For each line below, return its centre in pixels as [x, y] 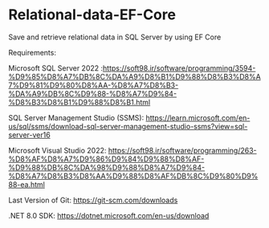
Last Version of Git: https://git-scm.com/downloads [93, 200]
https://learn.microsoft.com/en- [198, 117]
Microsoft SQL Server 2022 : [56, 68]
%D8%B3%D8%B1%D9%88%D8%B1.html [79, 102]
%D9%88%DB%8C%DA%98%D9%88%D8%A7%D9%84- [107, 167]
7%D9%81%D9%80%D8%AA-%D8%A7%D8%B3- [94, 85]
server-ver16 [29, 135]
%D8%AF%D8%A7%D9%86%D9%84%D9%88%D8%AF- [106, 159]
